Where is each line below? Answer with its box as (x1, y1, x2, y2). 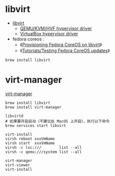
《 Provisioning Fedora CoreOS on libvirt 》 (20, 41, 102, 47)
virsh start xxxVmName (5, 140, 55, 145)
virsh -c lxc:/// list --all (5, 145, 82, 150)
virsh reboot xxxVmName (5, 136, 55, 141)
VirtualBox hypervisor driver (20, 30, 78, 36)
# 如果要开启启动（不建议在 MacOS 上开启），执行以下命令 (5, 118, 109, 123)
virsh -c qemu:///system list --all (5, 149, 82, 154)
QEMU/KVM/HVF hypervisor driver (20, 25, 92, 31)
